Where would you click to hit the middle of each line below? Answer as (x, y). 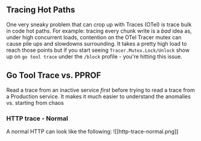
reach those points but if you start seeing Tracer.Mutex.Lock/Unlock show (98, 50)
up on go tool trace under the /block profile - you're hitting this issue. (94, 56)
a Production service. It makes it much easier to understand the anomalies (99, 96)
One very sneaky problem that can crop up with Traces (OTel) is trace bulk (99, 24)
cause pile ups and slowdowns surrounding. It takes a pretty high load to (97, 43)
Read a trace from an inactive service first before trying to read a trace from (101, 90)
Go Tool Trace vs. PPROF (54, 76)
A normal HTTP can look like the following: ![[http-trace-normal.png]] (92, 131)
